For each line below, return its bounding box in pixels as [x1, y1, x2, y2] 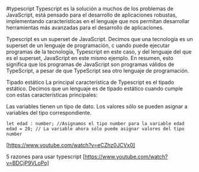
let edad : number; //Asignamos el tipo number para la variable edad [6, 121, 185, 127]
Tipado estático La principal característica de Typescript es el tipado [6, 79, 174, 86]
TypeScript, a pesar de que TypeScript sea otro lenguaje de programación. [6, 67, 189, 74]
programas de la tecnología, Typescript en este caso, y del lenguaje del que [6, 48, 192, 55]
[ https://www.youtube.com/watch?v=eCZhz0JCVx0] [6, 142, 135, 148]
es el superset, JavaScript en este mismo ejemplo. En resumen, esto [6, 55, 173, 61]
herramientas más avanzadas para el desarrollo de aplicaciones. [6, 24, 165, 31]
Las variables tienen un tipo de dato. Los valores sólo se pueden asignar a [6, 103, 188, 110]
